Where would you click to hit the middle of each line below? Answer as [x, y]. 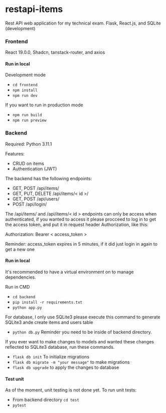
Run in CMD [18, 287]
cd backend [24, 297]
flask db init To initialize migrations [51, 356]
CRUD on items [28, 163]
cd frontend [25, 85]
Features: [15, 153]
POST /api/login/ [30, 204]
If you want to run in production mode [44, 105]
